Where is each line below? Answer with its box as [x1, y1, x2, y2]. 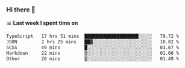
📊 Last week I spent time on [6, 19, 78, 26]
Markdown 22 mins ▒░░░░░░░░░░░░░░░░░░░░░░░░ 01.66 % [6, 50, 180, 56]
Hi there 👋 [6, 5, 36, 14]
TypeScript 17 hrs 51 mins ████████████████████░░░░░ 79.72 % [6, 33, 180, 40]
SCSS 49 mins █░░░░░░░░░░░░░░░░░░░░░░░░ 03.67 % [6, 45, 180, 51]
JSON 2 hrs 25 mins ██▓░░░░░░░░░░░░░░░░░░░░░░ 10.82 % [6, 39, 180, 45]
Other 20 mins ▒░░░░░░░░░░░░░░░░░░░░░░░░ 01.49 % [6, 55, 180, 62]
